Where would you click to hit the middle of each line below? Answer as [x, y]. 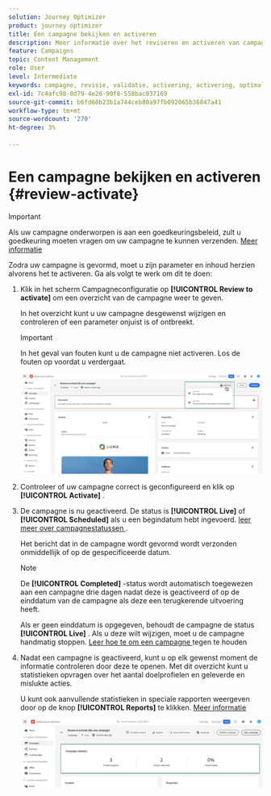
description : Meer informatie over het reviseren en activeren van [124, 43]
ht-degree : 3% [32, 128]
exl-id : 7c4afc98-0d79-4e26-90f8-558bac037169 [88, 94]
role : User [27, 69]
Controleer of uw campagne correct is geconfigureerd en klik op [127, 486]
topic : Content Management [54, 60]
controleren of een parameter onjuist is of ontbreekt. [107, 322]
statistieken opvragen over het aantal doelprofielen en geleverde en [132, 674]
